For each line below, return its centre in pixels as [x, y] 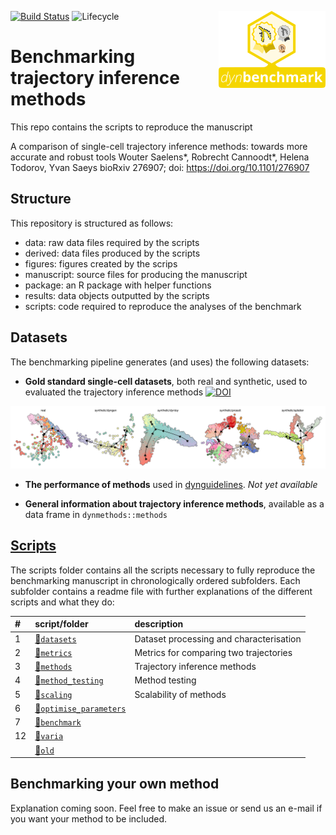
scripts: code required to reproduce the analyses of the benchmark [163, 306]
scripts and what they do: [62, 602]
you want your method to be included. [89, 818]
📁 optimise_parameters [80, 708]
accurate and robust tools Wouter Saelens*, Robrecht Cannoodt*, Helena [160, 157]
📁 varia [49, 736]
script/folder [61, 624]
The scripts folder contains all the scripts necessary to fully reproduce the [163, 570]
